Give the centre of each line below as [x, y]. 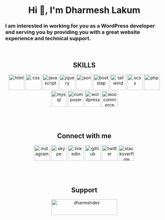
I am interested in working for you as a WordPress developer [80, 26]
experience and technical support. [48, 39]
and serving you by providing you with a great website [73, 32]
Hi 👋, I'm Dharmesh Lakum [84, 10]
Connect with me [84, 136]
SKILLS [84, 65]
